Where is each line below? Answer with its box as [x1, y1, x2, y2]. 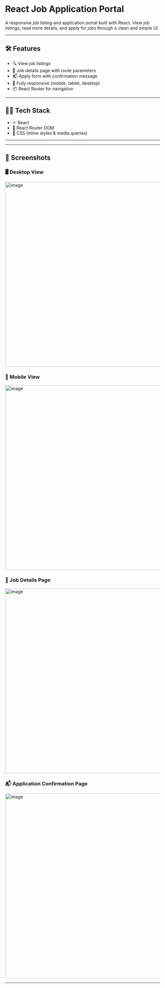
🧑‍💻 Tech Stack [5, 106, 51, 115]
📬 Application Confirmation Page [5, 780, 88, 787]
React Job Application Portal [5, 3, 124, 15]
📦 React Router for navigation [12, 85, 74, 92]
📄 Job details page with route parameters [12, 68, 96, 73]
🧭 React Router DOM [12, 125, 55, 131]
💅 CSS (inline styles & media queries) [12, 130, 87, 136]
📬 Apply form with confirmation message [12, 73, 98, 79]
